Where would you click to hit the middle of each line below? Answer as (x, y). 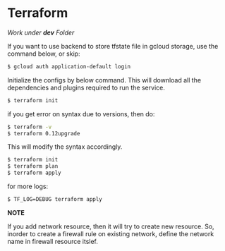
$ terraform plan (33, 166)
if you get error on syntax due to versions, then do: (81, 114)
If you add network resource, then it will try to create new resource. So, (111, 226)
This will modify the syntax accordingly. (65, 147)
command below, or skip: (44, 54)
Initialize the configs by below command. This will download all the (104, 80)
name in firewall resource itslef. (53, 241)
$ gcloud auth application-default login (69, 66)
